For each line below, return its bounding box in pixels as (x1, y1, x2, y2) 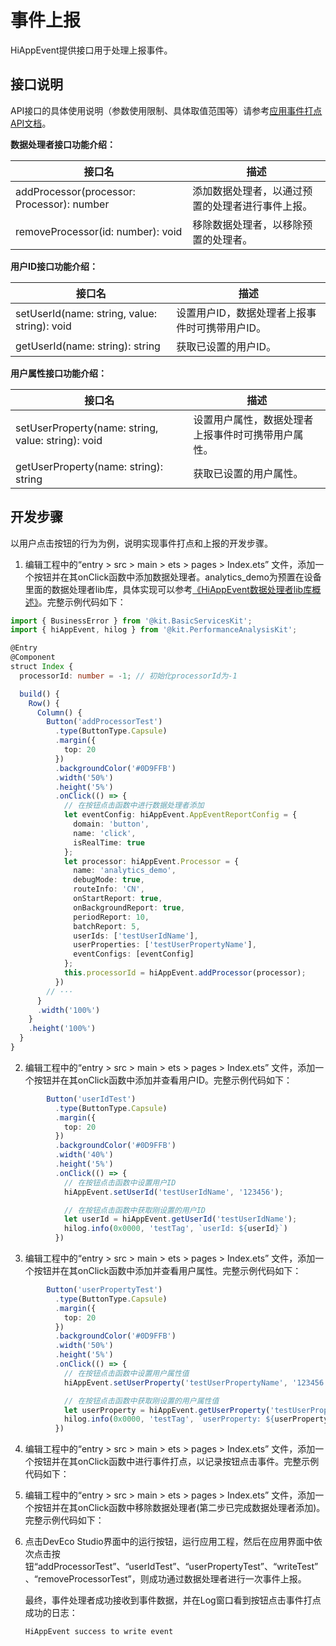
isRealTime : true (73, 837, 145, 848)
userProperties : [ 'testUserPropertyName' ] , (73, 940, 257, 950)
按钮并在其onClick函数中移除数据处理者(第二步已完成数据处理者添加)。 (33, 1502, 326, 1514)
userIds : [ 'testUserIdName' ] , (73, 931, 199, 941)
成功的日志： (24, 1607, 78, 1619)
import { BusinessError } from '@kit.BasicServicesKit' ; (10, 616, 253, 626)
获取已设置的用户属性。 (193, 466, 304, 480)
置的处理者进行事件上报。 (192, 199, 313, 213)
